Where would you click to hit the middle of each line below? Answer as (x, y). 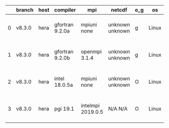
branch (25, 10)
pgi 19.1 (64, 109)
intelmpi (90, 106)
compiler (65, 10)
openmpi (91, 51)
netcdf (119, 10)
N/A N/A (118, 109)
